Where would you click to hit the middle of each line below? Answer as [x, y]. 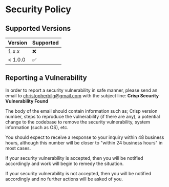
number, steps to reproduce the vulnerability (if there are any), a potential [83, 116]
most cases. [18, 148]
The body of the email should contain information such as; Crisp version [81, 111]
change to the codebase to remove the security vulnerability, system [78, 122]
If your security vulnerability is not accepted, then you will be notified [78, 173]
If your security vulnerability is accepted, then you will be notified [74, 158]
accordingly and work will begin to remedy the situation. [65, 163]
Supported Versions [38, 28]
